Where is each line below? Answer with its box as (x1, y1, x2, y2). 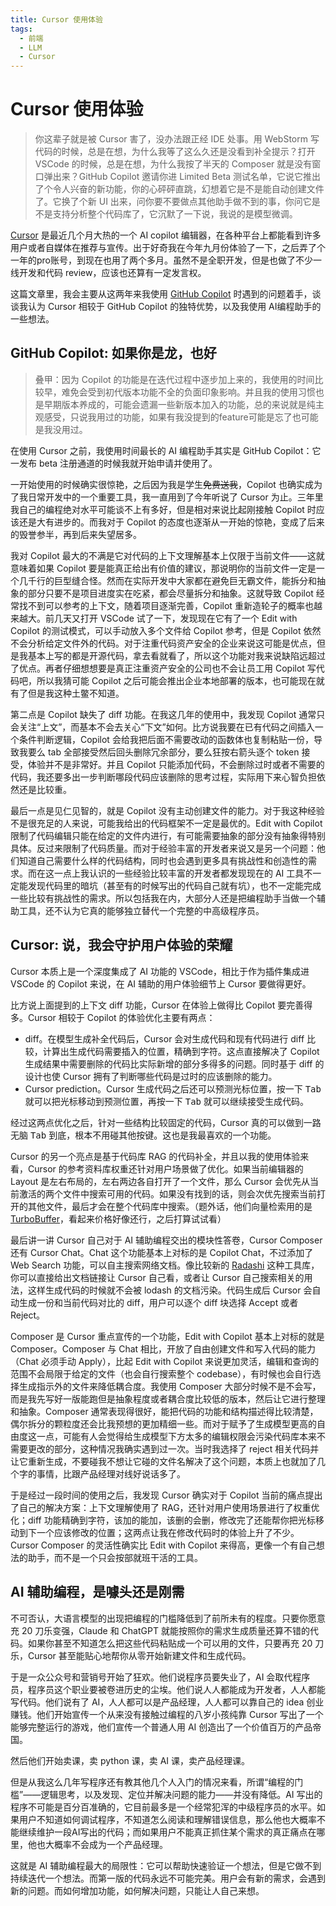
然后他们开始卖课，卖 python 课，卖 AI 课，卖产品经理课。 (10, 1754, 251, 1766)
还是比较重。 (18, 783, 72, 795)
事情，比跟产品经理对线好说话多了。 (36, 1467, 186, 1480)
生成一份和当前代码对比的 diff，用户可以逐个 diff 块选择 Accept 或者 (18, 1296, 299, 1308)
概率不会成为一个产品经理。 (53, 1838, 168, 1850)
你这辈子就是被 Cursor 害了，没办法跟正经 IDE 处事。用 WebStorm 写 (34, 133, 320, 145)
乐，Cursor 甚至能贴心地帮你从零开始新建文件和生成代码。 (10, 1649, 252, 1661)
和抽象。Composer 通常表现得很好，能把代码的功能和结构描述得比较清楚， (10, 1405, 319, 1417)
